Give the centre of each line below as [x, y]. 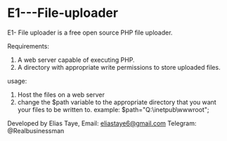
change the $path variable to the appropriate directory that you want [117, 102]
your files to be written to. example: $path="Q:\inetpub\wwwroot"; [113, 109]
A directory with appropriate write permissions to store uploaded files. [119, 67]
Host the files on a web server [61, 94]
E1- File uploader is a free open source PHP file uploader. [90, 32]
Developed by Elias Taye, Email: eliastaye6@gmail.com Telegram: [102, 123]
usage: [17, 81]
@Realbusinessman [36, 130]
